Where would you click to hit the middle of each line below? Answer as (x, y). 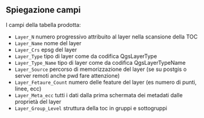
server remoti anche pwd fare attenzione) (67, 75)
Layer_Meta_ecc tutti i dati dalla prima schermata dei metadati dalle (99, 95)
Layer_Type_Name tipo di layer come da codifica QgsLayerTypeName (100, 62)
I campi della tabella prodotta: (43, 24)
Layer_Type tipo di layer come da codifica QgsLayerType (86, 56)
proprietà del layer (38, 101)
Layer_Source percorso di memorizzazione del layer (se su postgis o (100, 69)
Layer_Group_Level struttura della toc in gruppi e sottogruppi (91, 108)
